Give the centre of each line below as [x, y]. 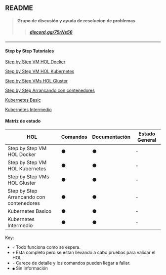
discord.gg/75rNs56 [51, 32]
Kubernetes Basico [30, 211]
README [19, 8]
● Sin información [30, 268]
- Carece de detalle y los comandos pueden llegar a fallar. [71, 263]
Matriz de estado [23, 121]
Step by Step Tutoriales [30, 51]
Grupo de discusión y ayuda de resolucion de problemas [76, 20]
